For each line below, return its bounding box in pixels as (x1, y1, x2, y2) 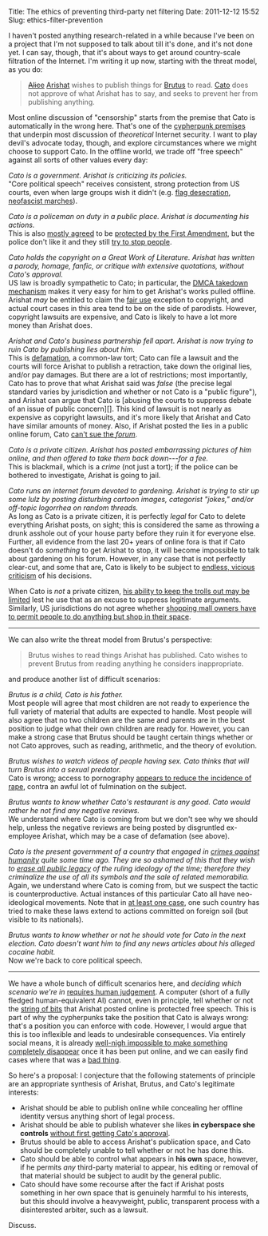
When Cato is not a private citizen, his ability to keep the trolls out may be (8, 587, 250, 596)
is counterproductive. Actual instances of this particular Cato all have (8, 889, 235, 899)
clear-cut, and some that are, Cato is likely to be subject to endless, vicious (8, 563, 255, 572)
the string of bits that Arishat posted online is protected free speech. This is (8, 1004, 257, 1014)
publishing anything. (27, 98, 95, 106)
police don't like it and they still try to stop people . (8, 237, 172, 246)
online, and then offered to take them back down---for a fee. (8, 453, 209, 463)
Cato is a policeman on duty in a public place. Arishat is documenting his (8, 212, 250, 221)
